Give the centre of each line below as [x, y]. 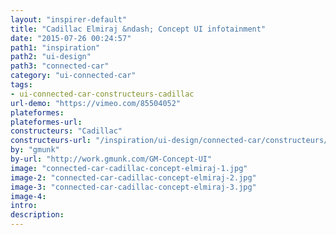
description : [37, 215]
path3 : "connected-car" [60, 66]
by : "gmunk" [35, 150]
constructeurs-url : [51, 141]
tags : [21, 85]
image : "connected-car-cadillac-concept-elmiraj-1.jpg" [129, 168]
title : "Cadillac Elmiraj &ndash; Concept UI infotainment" [138, 29]
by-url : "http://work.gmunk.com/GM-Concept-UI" [111, 159]
